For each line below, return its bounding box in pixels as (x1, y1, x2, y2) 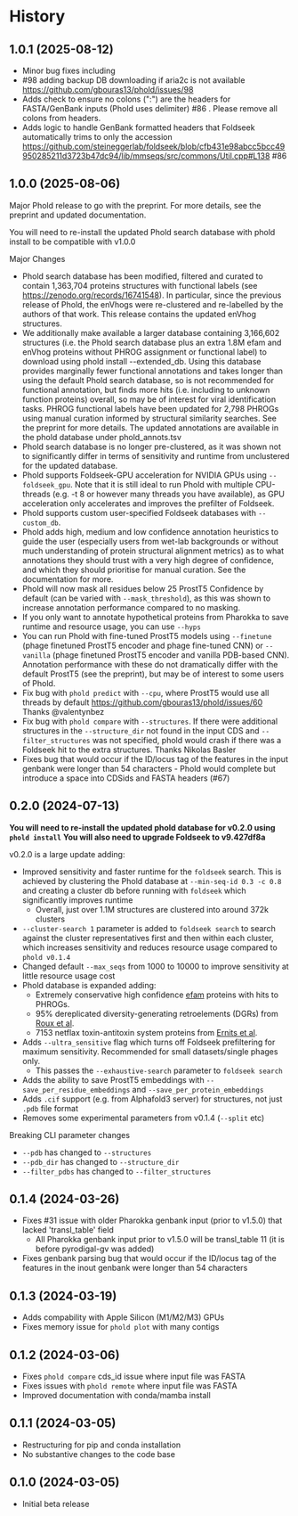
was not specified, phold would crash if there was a (92, 734, 282, 745)
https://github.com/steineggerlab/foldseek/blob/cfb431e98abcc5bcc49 (21, 141, 286, 152)
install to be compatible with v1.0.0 (9, 236, 136, 247)
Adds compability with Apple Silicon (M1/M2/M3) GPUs (21, 1312, 225, 1323)
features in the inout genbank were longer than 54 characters (21, 1263, 248, 1274)
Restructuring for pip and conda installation (21, 1439, 181, 1450)
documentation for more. (21, 573, 114, 585)
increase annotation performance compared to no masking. (21, 602, 241, 612)
